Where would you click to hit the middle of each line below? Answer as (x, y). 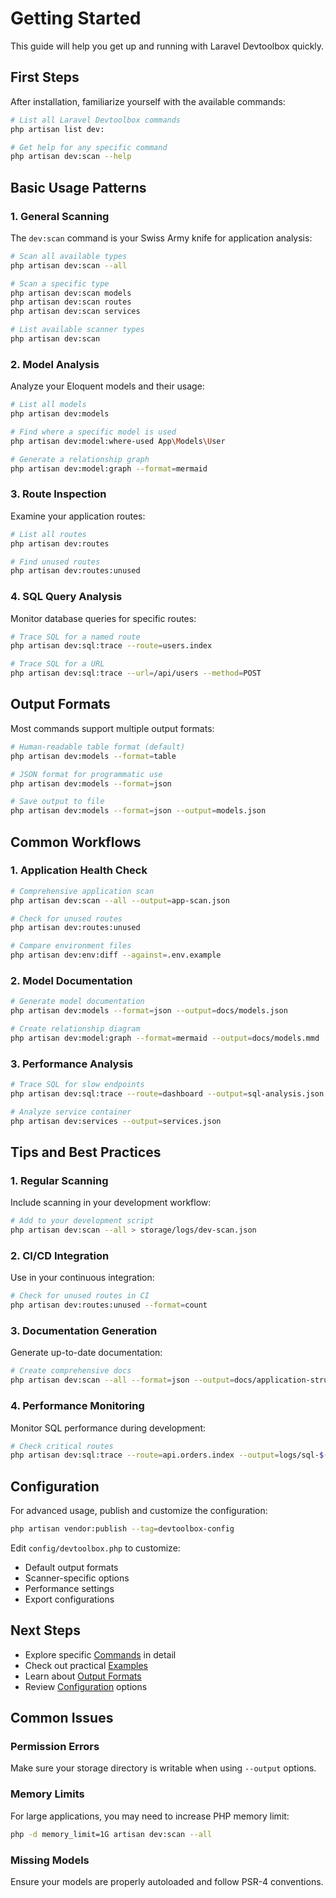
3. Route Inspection (58, 494)
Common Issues (62, 1718)
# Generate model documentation (77, 1002)
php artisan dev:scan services (75, 312)
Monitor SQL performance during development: (108, 1428)
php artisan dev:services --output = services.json (116, 1121)
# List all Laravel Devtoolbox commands (96, 120)
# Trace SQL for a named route (75, 637)
